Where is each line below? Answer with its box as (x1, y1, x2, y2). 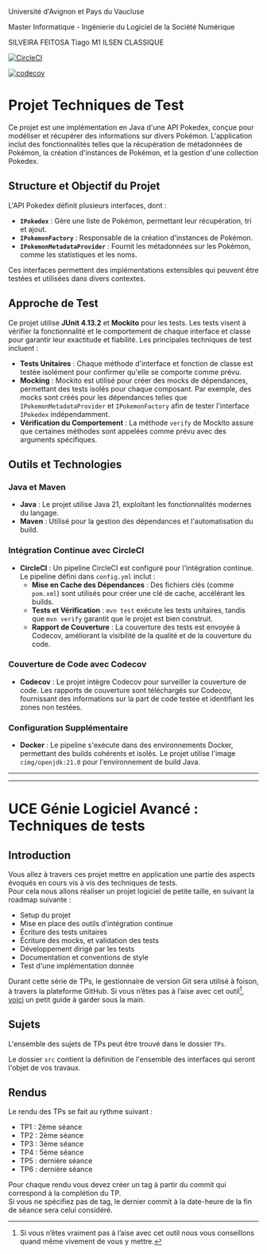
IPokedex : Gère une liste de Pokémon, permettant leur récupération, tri (19, 216, 252, 225)
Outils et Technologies (8, 458, 122, 471)
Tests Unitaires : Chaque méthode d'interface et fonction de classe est (19, 358, 253, 368)
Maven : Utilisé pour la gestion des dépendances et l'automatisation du (19, 516, 253, 526)
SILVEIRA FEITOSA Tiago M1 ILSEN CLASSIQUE (8, 37, 164, 47)
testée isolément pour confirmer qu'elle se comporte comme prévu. (19, 367, 242, 376)
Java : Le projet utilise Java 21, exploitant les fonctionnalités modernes (19, 500, 252, 509)
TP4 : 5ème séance (19, 1147, 84, 1157)
